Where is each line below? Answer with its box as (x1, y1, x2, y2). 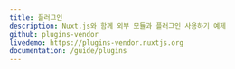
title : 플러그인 (9, 13, 63, 22)
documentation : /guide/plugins (9, 47, 127, 56)
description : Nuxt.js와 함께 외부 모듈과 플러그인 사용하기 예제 (9, 22, 227, 30)
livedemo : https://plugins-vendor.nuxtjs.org (9, 38, 183, 47)
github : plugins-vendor (9, 30, 99, 39)
